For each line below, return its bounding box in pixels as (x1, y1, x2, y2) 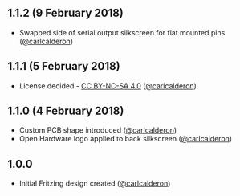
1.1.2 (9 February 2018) (7, 6, 124, 20)
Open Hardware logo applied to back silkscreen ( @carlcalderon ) (18, 134, 233, 144)
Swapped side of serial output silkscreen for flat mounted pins (18, 27, 226, 37)
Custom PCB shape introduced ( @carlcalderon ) (18, 125, 177, 135)
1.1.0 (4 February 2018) (7, 104, 124, 118)
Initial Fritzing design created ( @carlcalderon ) (18, 178, 171, 188)
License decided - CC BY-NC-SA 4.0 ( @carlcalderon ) (18, 80, 197, 91)
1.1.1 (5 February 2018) (7, 59, 121, 73)
